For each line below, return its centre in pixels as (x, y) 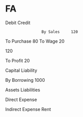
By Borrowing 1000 (25, 80)
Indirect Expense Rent (28, 109)
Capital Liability (21, 70)
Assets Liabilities (23, 90)
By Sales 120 (60, 32)
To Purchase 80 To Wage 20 (35, 41)
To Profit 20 (18, 60)
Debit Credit (18, 23)
